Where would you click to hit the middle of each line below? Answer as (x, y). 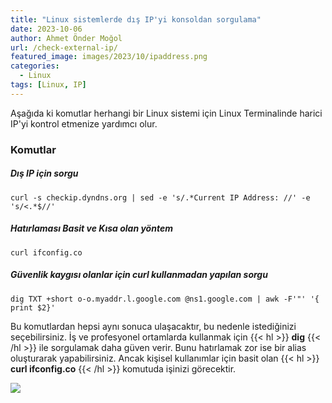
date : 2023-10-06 (46, 29)
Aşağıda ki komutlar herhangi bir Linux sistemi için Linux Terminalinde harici (166, 113)
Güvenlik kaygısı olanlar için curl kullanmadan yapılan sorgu (139, 275)
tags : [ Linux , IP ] (48, 85)
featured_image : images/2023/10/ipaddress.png (109, 57)
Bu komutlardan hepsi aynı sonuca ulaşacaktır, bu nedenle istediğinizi (153, 326)
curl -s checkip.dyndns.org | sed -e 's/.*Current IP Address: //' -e (160, 197)
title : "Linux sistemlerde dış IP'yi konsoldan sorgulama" (136, 19)
